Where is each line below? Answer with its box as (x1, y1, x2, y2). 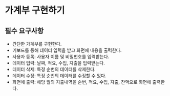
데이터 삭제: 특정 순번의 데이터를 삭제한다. (12, 67, 96, 72)
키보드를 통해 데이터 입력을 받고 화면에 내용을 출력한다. (12, 47, 122, 53)
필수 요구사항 (5, 26, 44, 35)
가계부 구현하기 (5, 5, 65, 16)
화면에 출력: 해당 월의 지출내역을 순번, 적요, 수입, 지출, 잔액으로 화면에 (12, 79, 152, 85)
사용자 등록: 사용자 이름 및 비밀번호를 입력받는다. (12, 54, 110, 59)
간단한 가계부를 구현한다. (12, 41, 62, 47)
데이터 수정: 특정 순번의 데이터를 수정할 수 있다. (12, 73, 107, 79)
